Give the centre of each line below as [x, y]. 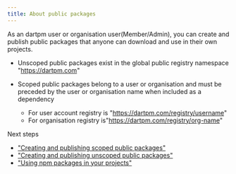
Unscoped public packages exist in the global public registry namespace [123, 63]
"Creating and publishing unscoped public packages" [95, 155]
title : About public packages [52, 14]
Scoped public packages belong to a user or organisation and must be [119, 84]
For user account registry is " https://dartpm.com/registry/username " [128, 112]
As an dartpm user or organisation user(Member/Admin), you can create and [118, 34]
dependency [36, 99]
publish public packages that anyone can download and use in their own [112, 41]
